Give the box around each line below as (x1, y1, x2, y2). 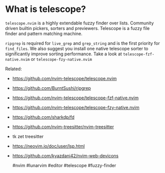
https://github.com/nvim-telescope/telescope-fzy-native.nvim (12, 104, 140, 110)
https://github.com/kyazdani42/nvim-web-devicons (12, 153, 119, 159)
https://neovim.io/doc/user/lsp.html (12, 143, 85, 149)
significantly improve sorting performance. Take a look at (5, 51, 122, 57)
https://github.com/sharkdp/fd (12, 114, 75, 120)
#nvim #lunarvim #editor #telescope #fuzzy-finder (12, 162, 116, 168)
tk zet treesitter (12, 133, 44, 139)
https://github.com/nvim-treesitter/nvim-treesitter (12, 124, 114, 130)
